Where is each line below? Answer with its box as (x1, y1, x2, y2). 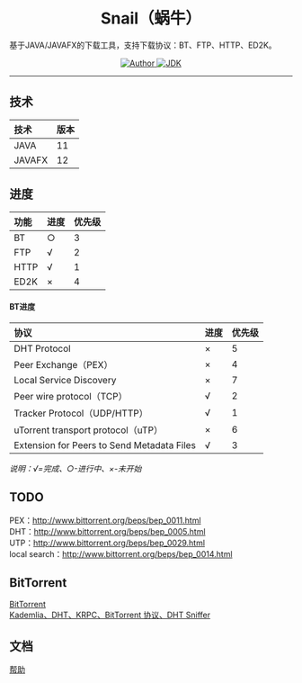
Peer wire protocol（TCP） (13, 390, 128, 402)
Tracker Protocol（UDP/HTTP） (13, 407, 148, 419)
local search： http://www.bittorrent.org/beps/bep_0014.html (9, 548, 233, 559)
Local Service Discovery (13, 373, 117, 386)
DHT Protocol (13, 342, 71, 355)
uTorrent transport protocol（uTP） (13, 424, 164, 436)
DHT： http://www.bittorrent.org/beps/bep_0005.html (9, 526, 206, 536)
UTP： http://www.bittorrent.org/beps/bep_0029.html (9, 537, 205, 548)
